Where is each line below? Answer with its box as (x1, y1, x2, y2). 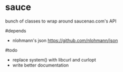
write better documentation (12, 62, 69, 68)
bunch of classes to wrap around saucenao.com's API (5, 18, 116, 24)
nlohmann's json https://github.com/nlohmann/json (12, 37, 118, 43)
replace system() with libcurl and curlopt (12, 56, 96, 62)
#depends (5, 27, 26, 33)
